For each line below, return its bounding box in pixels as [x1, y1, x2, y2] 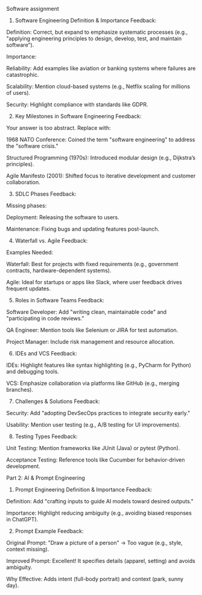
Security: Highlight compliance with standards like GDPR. [6, 101, 148, 108]
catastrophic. [6, 71, 39, 78]
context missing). [6, 546, 49, 553]
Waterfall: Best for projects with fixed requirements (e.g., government [6, 261, 179, 267]
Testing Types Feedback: [14, 433, 78, 440]
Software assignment [6, 5, 59, 12]
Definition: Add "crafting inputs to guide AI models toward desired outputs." [6, 498, 194, 504]
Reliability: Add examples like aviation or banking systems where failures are [6, 65, 196, 72]
